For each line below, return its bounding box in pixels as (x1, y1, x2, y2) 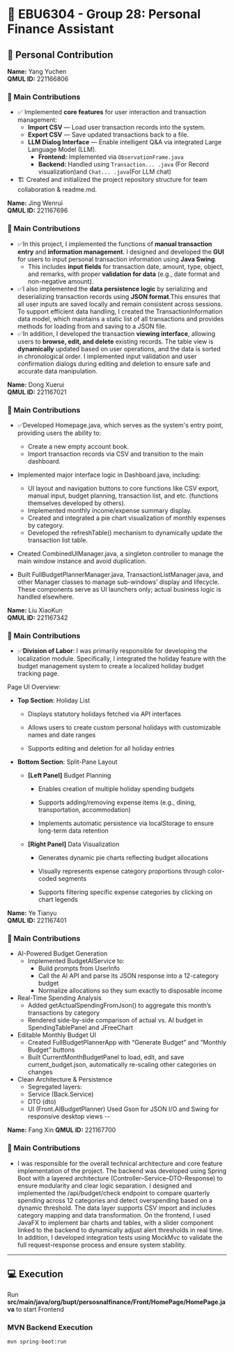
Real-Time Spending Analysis (17, 994, 102, 1002)
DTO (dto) (27, 1098, 57, 1106)
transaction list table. (27, 536, 88, 544)
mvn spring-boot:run (7, 1338, 68, 1345)
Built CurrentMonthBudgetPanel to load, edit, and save (27, 1053, 185, 1061)
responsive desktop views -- (27, 1112, 110, 1121)
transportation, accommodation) (38, 806, 131, 814)
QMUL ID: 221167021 (7, 387, 67, 396)
